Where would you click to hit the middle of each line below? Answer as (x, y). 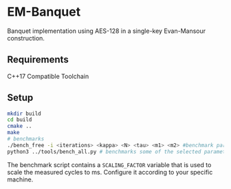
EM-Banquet (44, 12)
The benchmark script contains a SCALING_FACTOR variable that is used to (109, 164)
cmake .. (20, 126)
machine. (20, 179)
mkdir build (24, 114)
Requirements (38, 60)
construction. (26, 38)
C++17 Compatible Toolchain (48, 76)
